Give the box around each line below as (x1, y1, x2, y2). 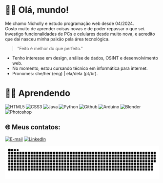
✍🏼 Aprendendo (5, 88, 71, 99)
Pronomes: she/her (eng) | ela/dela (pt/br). (12, 70, 98, 76)
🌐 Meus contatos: (5, 123, 61, 131)
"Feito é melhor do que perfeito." (17, 45, 83, 51)
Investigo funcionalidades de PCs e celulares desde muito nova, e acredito (5, 31, 155, 37)
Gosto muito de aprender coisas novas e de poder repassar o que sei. (5, 25, 145, 31)
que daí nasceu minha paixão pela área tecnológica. (5, 36, 110, 42)
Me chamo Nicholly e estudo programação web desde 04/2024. (5, 20, 134, 26)
